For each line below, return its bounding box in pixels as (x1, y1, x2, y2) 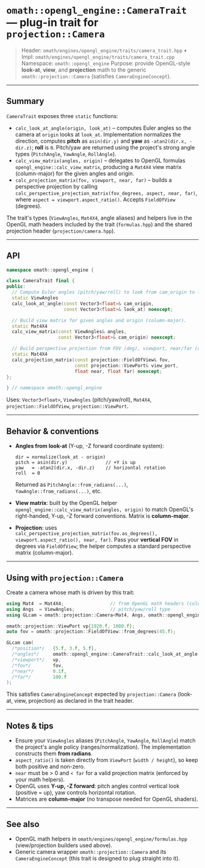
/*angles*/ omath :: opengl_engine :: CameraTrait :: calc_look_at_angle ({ (12, 651, 203, 657)
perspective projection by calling (15, 182, 98, 190)
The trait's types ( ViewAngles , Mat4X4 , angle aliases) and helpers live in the (6, 214, 192, 222)
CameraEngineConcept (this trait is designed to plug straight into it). (15, 855, 180, 862)
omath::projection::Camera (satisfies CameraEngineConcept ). (21, 72, 171, 80)
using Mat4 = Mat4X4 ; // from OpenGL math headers (6, 600, 184, 607)
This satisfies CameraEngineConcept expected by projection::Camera (6, 690, 176, 698)
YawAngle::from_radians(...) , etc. (15, 487, 102, 495)
